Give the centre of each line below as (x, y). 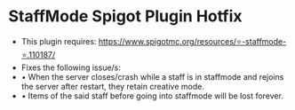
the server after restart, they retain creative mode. (113, 86)
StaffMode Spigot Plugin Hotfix (125, 16)
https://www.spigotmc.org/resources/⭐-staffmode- (192, 41)
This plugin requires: (59, 41)
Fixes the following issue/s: (71, 67)
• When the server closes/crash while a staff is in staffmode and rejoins (152, 76)
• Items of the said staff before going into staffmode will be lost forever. (152, 96)
